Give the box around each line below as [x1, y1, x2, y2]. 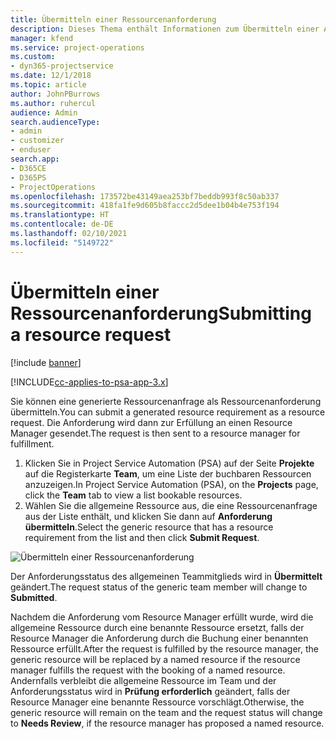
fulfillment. [10, 437, 55, 450]
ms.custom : [10, 52, 56, 62]
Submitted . [10, 591, 58, 603]
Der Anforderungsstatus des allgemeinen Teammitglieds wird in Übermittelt [10, 570, 323, 582]
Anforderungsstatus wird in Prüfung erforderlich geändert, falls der [10, 685, 291, 697]
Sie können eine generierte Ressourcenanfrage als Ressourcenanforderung [10, 395, 322, 407]
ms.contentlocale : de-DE [10, 219, 114, 230]
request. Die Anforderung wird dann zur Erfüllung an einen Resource [10, 416, 293, 428]
